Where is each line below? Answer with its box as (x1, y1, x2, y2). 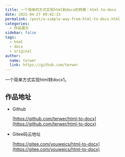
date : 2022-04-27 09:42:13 (5, 12, 61, 17)
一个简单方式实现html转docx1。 (5, 77, 69, 83)
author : (5, 53, 21, 58)
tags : (5, 35, 16, 40)
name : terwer (9, 58, 37, 63)
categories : (5, 21, 30, 26)
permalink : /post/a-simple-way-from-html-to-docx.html (5, 16, 121, 21)
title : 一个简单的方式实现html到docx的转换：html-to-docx (5, 7, 117, 12)
